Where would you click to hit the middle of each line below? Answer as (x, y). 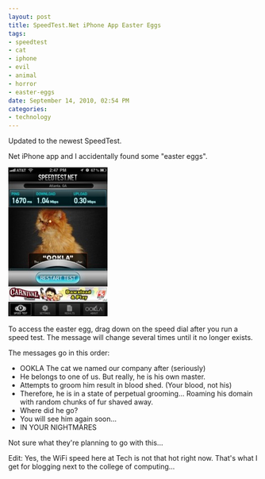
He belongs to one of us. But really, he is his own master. (113, 377)
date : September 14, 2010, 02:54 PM (69, 100)
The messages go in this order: (59, 353)
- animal (23, 75)
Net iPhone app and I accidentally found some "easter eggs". (108, 156)
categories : (28, 109)
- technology (30, 118)
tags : (17, 33)
